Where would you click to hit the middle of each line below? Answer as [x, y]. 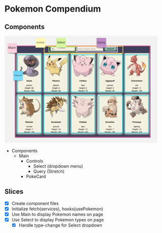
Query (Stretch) [49, 171]
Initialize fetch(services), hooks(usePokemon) [57, 209]
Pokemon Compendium [53, 9]
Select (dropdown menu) [58, 166]
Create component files [35, 203]
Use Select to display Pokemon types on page [57, 219]
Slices [14, 192]
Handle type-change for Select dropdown [60, 225]
